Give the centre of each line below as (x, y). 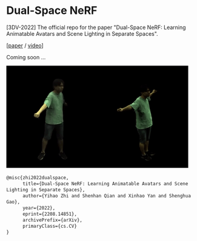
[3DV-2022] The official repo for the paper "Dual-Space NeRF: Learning (96, 27)
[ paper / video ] (25, 45)
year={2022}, (39, 208)
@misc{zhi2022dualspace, (38, 177)
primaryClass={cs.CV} (50, 226)
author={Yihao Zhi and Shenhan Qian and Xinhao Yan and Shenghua (106, 196)
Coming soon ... (26, 57)
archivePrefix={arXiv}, (52, 220)
